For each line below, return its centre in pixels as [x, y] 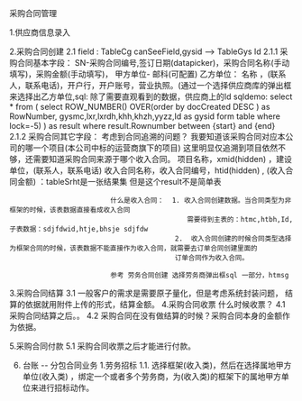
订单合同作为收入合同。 [212, 258]
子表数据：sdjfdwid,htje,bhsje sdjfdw [79, 229]
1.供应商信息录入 [40, 32]
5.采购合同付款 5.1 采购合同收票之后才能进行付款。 [103, 346]
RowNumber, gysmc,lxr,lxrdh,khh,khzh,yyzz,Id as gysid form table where [145, 116]
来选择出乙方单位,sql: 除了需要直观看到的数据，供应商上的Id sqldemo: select [151, 96]
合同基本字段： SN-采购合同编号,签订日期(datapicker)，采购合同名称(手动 [153, 63]
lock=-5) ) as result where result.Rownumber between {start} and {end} [142, 126]
